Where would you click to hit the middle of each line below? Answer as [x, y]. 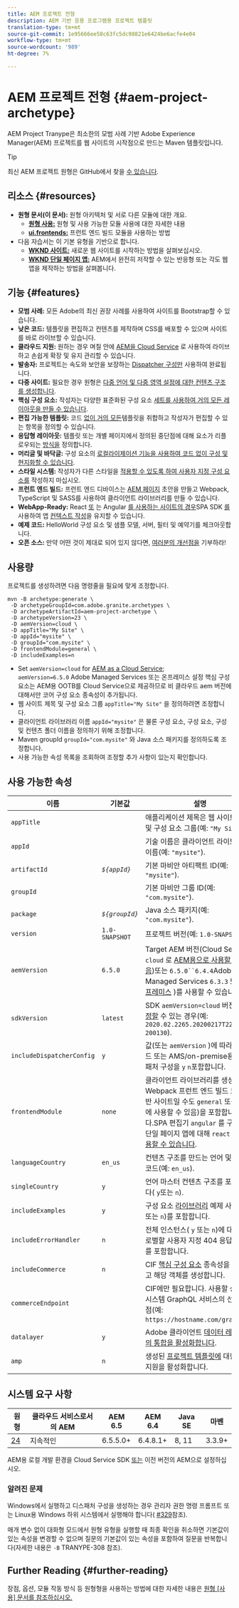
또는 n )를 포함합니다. [178, 1217]
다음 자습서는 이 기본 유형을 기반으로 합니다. [79, 241]
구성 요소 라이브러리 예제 [184, 1206]
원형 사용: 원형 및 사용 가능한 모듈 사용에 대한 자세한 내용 [107, 223]
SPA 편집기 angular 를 [190, 1123]
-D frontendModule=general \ [54, 649]
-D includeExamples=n [42, 655]
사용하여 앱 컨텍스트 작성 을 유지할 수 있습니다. [81, 516]
